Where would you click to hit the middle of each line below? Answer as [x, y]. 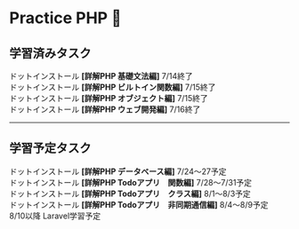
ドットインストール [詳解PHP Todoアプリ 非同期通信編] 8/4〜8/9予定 [139, 204]
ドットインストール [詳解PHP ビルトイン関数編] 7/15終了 [113, 87]
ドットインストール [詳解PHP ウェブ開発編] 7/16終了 [105, 109]
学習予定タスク [50, 149]
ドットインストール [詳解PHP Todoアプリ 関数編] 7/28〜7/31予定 [130, 182]
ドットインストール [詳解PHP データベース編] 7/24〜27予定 [118, 171]
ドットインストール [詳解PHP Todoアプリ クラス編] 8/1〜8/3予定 [130, 193]
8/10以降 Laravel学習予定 [55, 216]
